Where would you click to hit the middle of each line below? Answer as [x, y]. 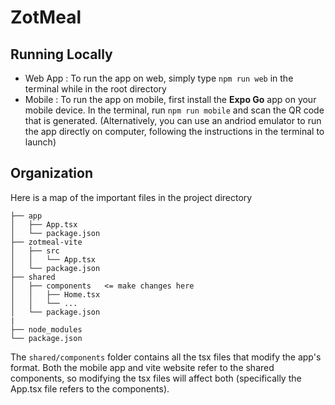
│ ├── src [35, 251]
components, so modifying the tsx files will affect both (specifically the [156, 378]
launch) [40, 142]
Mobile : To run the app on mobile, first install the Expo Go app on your [170, 99]
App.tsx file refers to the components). [90, 388]
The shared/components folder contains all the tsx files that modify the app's [166, 357]
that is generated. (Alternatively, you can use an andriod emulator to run [173, 120]
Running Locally [61, 54]
